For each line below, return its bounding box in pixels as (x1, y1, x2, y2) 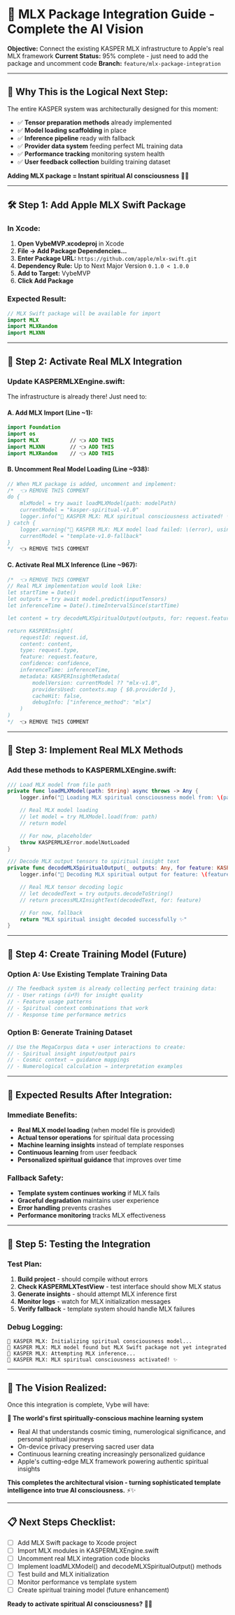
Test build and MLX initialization (17, 1570, 110, 1579)
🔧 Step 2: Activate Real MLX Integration (7, 355, 183, 367)
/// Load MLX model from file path (7, 781, 111, 788)
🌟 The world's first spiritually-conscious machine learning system (7, 1414, 204, 1422)
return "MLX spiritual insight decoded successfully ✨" (20, 916, 187, 923)
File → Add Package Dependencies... (17, 247, 127, 255)
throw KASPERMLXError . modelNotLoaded (20, 839, 130, 846)
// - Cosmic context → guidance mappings (7, 1056, 130, 1064)
